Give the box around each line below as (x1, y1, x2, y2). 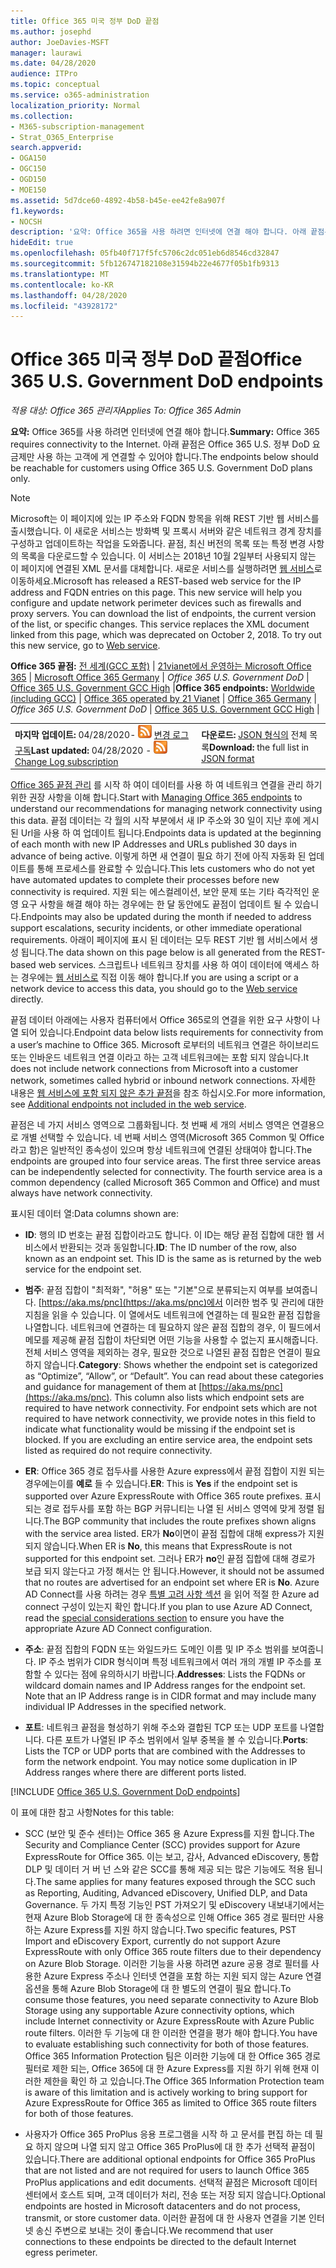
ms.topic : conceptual (10, 80, 101, 90)
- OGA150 (10, 153, 47, 164)
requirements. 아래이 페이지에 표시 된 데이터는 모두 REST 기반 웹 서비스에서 (10, 934, 308, 946)
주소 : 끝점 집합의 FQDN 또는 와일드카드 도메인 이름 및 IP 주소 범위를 (24, 1643, 290, 1655)
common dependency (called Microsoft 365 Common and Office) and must (10, 1176, 320, 1189)
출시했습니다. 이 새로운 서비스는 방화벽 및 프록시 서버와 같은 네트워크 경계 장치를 (10, 525, 323, 537)
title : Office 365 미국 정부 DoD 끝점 (10, 16, 160, 26)
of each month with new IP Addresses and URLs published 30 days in (10, 838, 298, 850)
